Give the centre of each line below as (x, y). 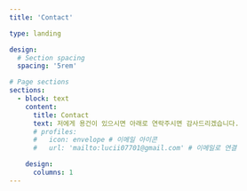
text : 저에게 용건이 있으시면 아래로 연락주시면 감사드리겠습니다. (136, 123)
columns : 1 (53, 172)
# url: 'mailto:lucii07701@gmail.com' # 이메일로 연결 (135, 148)
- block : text (43, 99)
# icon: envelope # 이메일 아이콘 (95, 140)
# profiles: (55, 131)
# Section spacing (52, 58)
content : (41, 107)
